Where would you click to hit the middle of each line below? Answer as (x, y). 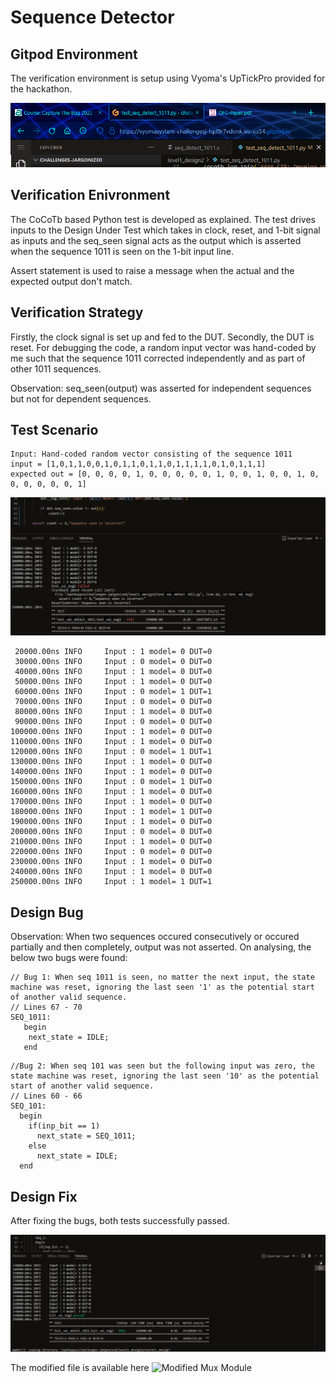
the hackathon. (41, 89)
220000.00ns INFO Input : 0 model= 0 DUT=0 (111, 852)
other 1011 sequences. (56, 368)
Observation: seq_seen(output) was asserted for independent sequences (161, 388)
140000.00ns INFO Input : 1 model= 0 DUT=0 (111, 772)
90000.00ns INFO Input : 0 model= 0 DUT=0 (113, 722)
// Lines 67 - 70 (46, 1007)
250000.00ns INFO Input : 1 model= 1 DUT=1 (111, 882)
